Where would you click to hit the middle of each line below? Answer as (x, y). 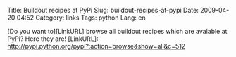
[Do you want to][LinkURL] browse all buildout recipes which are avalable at (117, 31)
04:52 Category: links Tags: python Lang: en (81, 18)
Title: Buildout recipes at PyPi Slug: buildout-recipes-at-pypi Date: (103, 10)
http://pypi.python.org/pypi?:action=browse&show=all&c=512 (97, 46)
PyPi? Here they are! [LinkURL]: (53, 39)
